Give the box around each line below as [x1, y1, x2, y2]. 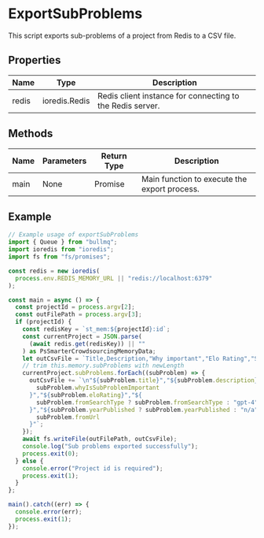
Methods [8, 127, 53, 140]
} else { [15, 457, 44, 465]
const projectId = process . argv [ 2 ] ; [15, 303, 135, 311]
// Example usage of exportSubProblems [8, 231, 139, 239]
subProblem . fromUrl [36, 413, 101, 421]
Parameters [42, 155, 87, 166]
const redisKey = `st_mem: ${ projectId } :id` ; [22, 325, 170, 333]
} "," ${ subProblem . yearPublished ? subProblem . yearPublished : [28, 406, 237, 414]
